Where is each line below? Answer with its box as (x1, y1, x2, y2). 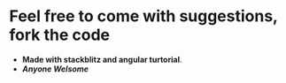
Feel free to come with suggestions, (9, 6, 278, 26)
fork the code (9, 25, 111, 45)
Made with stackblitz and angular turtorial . (21, 54, 182, 64)
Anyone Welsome (21, 64, 89, 74)
